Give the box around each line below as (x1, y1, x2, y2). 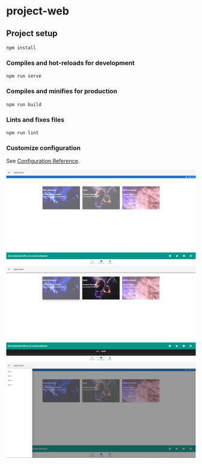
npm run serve (6, 73, 42, 79)
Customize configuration (6, 143, 81, 152)
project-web (6, 4, 69, 18)
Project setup (6, 28, 58, 39)
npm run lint (6, 129, 39, 136)
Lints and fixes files (6, 116, 65, 124)
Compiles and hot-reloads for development (6, 58, 135, 67)
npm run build (6, 101, 42, 108)
